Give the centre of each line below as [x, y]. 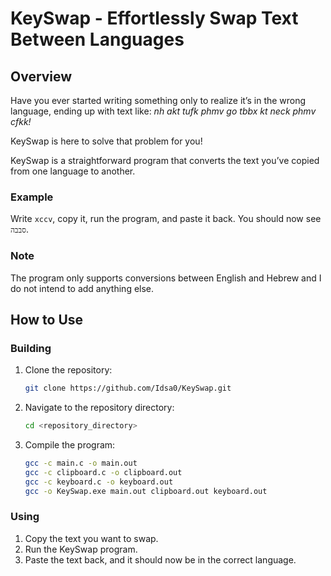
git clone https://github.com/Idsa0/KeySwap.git [128, 388]
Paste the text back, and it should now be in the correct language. [160, 559]
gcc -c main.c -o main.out [81, 463]
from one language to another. [73, 171]
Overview [41, 76]
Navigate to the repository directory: [99, 408]
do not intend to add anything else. [82, 288]
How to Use [47, 319]
